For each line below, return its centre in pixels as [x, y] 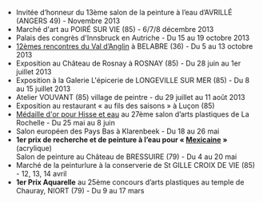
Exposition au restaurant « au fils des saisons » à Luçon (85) [115, 105]
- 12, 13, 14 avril [41, 173]
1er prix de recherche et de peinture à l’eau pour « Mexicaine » [122, 139]
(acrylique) [34, 148]
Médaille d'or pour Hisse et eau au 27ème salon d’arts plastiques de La [132, 114]
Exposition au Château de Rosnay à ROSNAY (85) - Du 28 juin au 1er [128, 63]
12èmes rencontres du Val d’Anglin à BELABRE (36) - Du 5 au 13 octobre [134, 46]
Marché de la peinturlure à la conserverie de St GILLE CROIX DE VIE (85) [135, 165]
